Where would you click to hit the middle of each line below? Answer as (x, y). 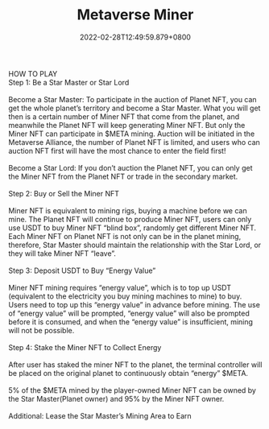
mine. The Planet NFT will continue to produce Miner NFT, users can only (130, 219)
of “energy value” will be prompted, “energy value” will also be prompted (129, 313)
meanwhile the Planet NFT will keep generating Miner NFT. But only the (127, 125)
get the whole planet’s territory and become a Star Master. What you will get (134, 108)
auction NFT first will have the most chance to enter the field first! (117, 151)
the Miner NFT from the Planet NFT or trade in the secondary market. (123, 176)
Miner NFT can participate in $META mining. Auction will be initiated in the (132, 134)
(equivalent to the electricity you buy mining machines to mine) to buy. (125, 296)
